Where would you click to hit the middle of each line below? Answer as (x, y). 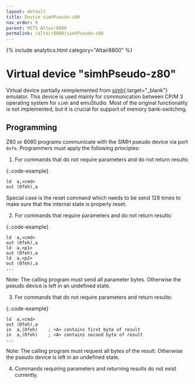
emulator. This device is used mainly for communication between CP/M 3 (95, 97)
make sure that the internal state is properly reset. (66, 204)
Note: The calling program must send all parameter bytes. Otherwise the (93, 279)
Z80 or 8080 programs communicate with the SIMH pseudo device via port (97, 141)
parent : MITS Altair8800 (36, 28)
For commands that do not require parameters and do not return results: (102, 159)
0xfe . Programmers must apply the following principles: (73, 148)
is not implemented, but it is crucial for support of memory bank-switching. (97, 109)
